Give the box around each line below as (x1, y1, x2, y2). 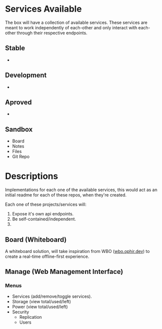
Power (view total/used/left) (12, 304, 68, 310)
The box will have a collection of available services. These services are (5, 19, 147, 25)
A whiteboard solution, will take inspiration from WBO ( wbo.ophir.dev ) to (5, 248, 150, 254)
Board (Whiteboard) (5, 235, 67, 244)
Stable (5, 44, 25, 52)
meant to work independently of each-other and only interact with (5, 24, 138, 30)
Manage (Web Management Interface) (5, 268, 123, 276)
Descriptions (5, 171, 58, 182)
